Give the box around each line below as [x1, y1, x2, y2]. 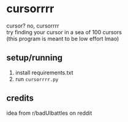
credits [6, 93, 34, 104]
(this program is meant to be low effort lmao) [6, 35, 119, 42]
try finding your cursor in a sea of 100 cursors [6, 28, 122, 35]
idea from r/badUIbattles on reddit [6, 109, 92, 117]
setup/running [6, 52, 63, 63]
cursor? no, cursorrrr [6, 22, 59, 29]
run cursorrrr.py [15, 75, 59, 82]
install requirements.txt [15, 69, 73, 76]
